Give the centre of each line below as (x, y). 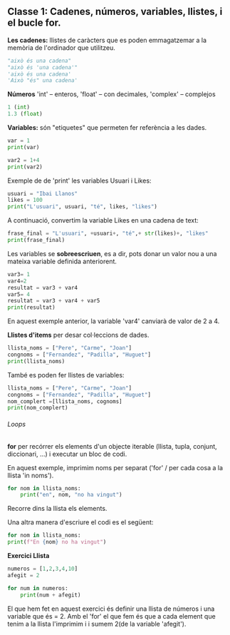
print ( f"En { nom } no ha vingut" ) (57, 542)
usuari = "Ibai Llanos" (43, 193)
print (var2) (25, 167)
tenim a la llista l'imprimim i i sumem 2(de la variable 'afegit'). (97, 624)
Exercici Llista (28, 556)
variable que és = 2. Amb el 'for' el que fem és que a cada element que (111, 616)
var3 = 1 (19, 274)
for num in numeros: (38, 588)
